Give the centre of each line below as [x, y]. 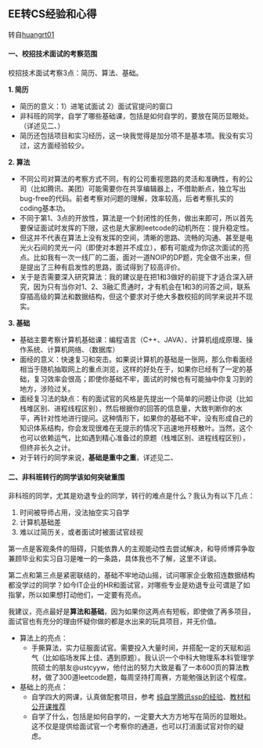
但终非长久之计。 [47, 448]
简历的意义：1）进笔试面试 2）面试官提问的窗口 [96, 106]
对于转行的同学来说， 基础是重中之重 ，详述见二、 [98, 458]
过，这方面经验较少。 [54, 146]
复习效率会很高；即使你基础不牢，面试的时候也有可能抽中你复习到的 [143, 379]
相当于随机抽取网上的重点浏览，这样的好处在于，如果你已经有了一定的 [133, 369]
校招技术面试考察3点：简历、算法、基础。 [76, 73]
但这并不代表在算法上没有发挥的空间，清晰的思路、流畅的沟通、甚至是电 [136, 238]
